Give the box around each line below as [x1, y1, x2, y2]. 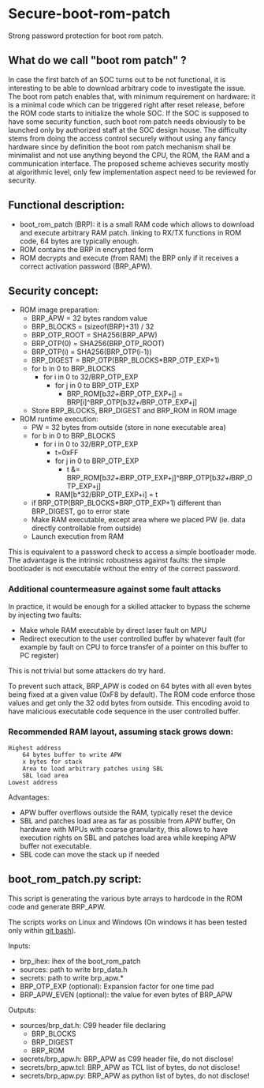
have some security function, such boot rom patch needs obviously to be [8, 116, 246, 126]
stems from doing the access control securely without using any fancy [8, 134, 236, 143]
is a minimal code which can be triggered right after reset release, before [8, 100, 246, 109]
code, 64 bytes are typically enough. [19, 236, 139, 246]
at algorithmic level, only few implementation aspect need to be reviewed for [8, 167, 257, 176]
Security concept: [8, 284, 99, 297]
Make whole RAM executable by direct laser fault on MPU [19, 625, 207, 634]
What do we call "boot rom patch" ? [8, 54, 187, 67]
